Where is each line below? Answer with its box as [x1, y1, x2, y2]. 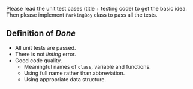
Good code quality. [14, 56, 62, 64]
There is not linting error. [14, 50, 76, 58]
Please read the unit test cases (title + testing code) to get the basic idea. [6, 5, 188, 12]
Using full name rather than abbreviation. [23, 69, 125, 77]
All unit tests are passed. [14, 44, 76, 51]
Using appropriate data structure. [23, 75, 107, 82]
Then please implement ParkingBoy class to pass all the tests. [6, 11, 158, 18]
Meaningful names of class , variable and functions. [23, 63, 151, 70]
